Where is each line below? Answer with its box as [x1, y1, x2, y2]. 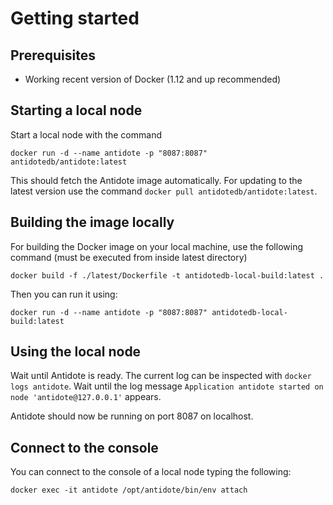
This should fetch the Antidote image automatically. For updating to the [10, 174, 303, 186]
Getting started [10, 7, 140, 30]
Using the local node [10, 343, 142, 361]
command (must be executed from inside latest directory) [10, 251, 248, 263]
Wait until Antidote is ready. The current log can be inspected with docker [10, 370, 312, 382]
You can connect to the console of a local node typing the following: [10, 466, 292, 478]
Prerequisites [10, 47, 96, 64]
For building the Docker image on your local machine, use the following [10, 240, 304, 252]
